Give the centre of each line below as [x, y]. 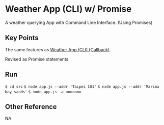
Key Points [22, 38]
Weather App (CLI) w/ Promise [68, 9]
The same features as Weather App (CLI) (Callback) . [58, 49]
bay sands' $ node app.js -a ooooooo [43, 92]
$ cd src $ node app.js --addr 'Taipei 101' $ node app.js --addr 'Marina [82, 86]
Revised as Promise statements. [37, 59]
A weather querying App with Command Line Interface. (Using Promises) [79, 22]
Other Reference [31, 107]
